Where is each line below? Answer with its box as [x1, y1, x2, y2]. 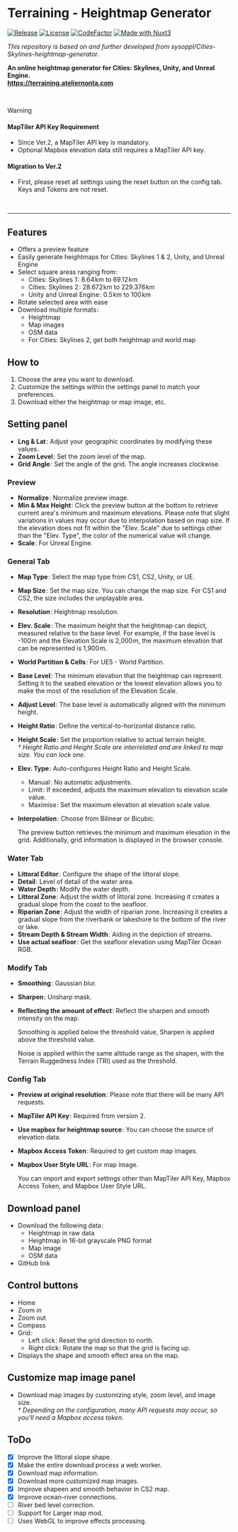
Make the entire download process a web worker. [17, 1460, 162, 1469]
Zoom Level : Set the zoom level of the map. [17, 452, 147, 461]
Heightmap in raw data [28, 1229, 95, 1237]
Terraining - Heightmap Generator [7, 5, 212, 21]
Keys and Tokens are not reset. [17, 185, 108, 194]
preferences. [17, 390, 55, 398]
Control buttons [7, 1279, 79, 1291]
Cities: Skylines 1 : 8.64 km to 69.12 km [28, 275, 138, 284]
